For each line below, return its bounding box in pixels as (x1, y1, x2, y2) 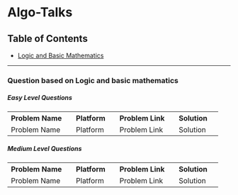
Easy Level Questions (7, 93, 73, 101)
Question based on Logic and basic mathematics (7, 75, 178, 85)
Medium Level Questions (7, 144, 82, 152)
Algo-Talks (7, 4, 73, 21)
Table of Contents (7, 33, 89, 45)
